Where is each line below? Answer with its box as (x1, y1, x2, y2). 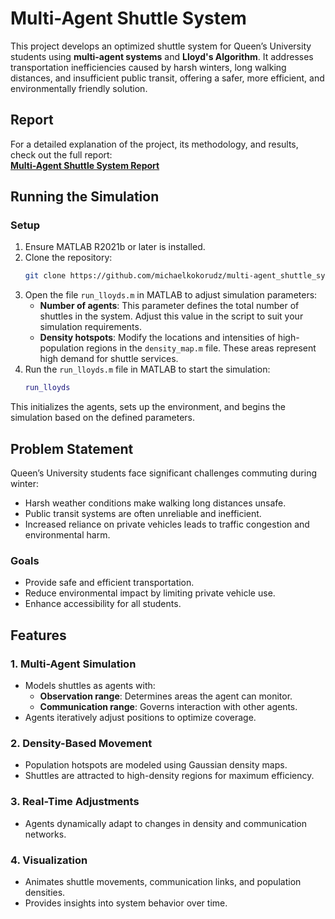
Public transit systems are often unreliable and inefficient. (24, 508, 262, 519)
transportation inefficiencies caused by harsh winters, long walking (10, 61, 287, 73)
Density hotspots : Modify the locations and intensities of (39, 332, 276, 344)
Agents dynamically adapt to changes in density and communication (24, 817, 308, 829)
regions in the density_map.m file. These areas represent (86, 342, 317, 354)
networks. (24, 828, 67, 840)
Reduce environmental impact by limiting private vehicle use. (24, 587, 276, 599)
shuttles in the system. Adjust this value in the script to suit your (39, 310, 304, 322)
